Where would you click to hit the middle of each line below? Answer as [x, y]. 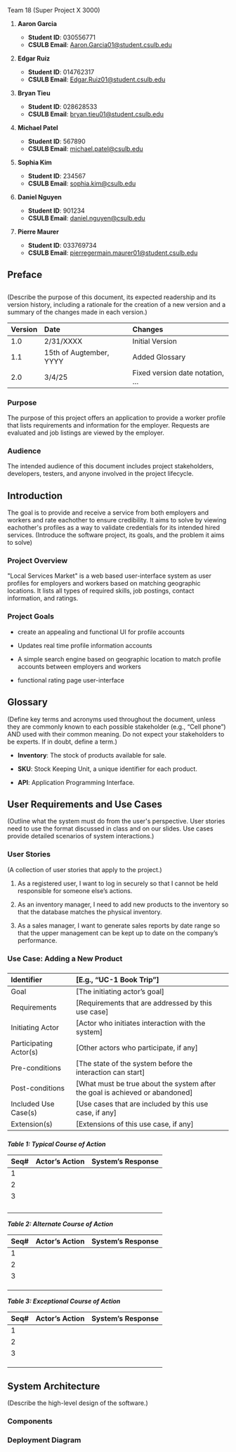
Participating [32, 1043]
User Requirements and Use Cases [85, 804]
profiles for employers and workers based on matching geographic [104, 583]
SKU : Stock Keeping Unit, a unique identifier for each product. [107, 769]
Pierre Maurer [38, 232]
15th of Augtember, [77, 352]
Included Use [33, 1104]
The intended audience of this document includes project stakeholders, [111, 466]
